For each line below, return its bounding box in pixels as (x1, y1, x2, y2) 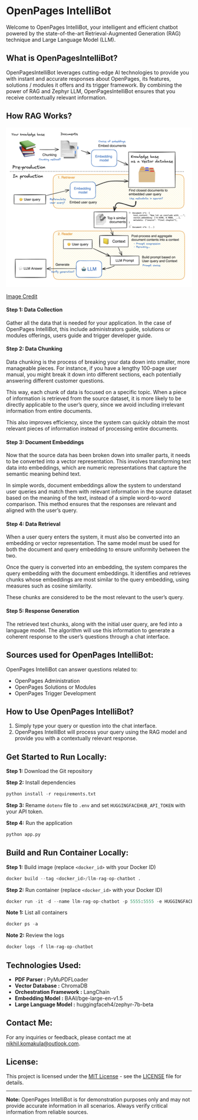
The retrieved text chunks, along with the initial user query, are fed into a (6, 620, 183, 627)
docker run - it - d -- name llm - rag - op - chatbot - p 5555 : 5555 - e (6, 898, 162, 904)
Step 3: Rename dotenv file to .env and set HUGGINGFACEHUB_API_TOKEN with (6, 802, 186, 808)
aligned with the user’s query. (6, 507, 78, 514)
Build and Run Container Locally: (6, 848, 128, 858)
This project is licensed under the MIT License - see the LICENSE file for (6, 1072, 181, 1079)
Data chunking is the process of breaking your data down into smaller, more (6, 358, 190, 366)
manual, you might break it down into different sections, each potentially (6, 371, 181, 378)
